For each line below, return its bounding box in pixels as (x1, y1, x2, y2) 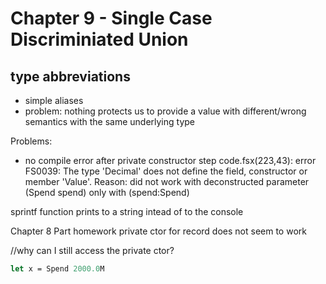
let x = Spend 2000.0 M (10, 264, 105, 274)
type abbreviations (10, 68, 131, 85)
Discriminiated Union (10, 28, 189, 51)
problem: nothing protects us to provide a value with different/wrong (24, 105, 307, 117)
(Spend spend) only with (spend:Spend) (24, 187, 190, 198)
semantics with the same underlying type (24, 116, 195, 127)
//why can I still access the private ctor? (10, 245, 175, 256)
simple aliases (24, 95, 84, 106)
